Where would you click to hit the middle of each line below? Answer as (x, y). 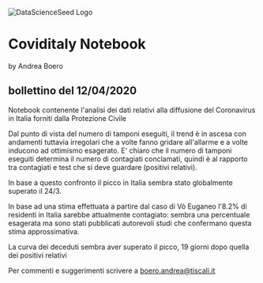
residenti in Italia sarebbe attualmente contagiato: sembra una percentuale (129, 214)
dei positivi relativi (38, 255)
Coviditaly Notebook (77, 44)
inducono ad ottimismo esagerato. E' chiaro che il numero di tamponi (120, 150)
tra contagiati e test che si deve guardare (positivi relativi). (103, 167)
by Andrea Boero (36, 66)
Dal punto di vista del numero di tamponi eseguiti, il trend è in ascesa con (127, 134)
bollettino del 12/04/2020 (72, 91)
